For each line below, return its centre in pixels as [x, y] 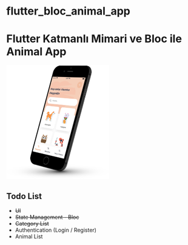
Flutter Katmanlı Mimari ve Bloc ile [94, 39]
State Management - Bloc [47, 217]
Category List [32, 223]
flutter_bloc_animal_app [68, 11]
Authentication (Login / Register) [56, 230]
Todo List [24, 196]
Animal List [29, 236]
